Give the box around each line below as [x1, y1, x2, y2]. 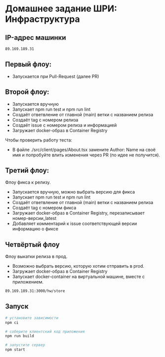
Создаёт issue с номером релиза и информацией [12, 122, 117, 128]
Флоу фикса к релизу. [5, 179, 51, 185]
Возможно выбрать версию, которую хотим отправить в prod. [12, 263, 145, 269]
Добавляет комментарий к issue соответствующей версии [12, 220, 137, 226]
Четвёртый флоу [5, 240, 60, 249]
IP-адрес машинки [5, 33, 66, 42]
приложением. [12, 279, 43, 285]
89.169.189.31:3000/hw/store [5, 288, 65, 293]
